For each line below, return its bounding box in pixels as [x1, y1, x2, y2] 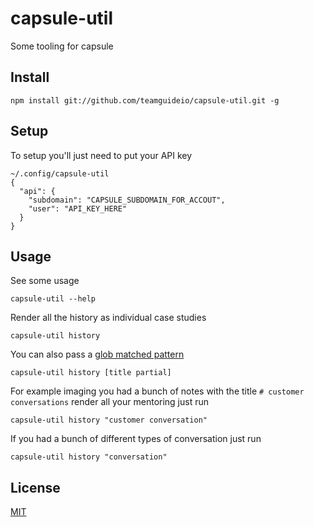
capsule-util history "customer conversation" [10, 415, 208, 426]
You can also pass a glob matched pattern [10, 348, 185, 361]
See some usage [10, 275, 80, 287]
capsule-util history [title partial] [10, 368, 172, 378]
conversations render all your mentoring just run [10, 396, 210, 408]
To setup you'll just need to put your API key [10, 149, 193, 161]
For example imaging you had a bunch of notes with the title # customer [10, 385, 305, 397]
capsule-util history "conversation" [10, 452, 168, 462]
